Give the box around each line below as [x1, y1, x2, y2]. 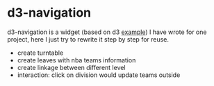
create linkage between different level [17, 63, 126, 71]
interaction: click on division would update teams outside [17, 71, 181, 79]
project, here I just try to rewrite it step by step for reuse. [7, 35, 169, 43]
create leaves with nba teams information [17, 55, 136, 64]
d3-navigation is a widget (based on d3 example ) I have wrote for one [7, 28, 207, 36]
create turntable [17, 49, 64, 57]
